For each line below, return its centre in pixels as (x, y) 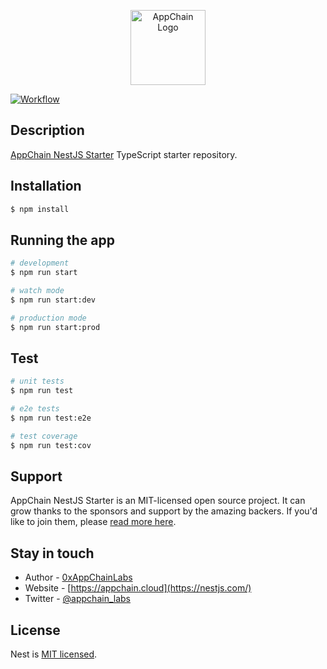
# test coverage (44, 436)
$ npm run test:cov (51, 445)
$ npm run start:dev (53, 300)
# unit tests (37, 381)
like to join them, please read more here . (93, 522)
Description (47, 130)
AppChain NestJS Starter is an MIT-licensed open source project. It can (158, 501)
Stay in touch (52, 553)
